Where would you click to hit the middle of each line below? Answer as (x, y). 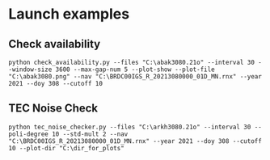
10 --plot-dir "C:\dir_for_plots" (67, 148)
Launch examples (69, 14)
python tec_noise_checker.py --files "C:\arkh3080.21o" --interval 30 (130, 127)
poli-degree (28, 134)
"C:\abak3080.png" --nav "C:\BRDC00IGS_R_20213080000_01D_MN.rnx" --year (135, 77)
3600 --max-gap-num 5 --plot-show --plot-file (135, 69)
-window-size (30, 69)
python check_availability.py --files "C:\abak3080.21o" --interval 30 (131, 62)
